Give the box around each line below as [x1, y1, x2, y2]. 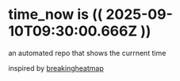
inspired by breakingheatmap [8, 63, 105, 72]
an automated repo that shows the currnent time [8, 48, 167, 57]
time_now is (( [8, 6, 103, 24]
